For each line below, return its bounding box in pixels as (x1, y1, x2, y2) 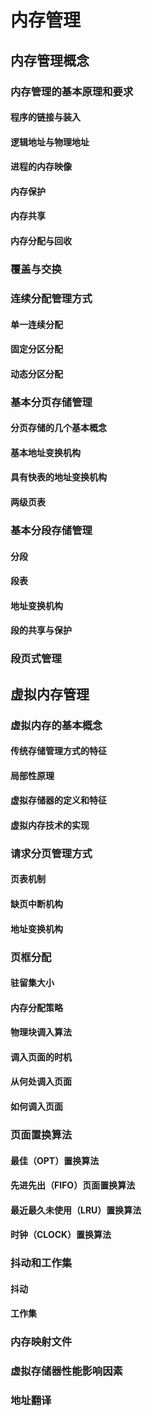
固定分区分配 (10, 343, 63, 355)
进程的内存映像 (10, 161, 72, 173)
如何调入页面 (10, 1101, 63, 1113)
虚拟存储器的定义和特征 (10, 794, 107, 806)
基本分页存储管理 (10, 395, 93, 409)
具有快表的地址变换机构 (10, 471, 107, 483)
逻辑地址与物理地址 (10, 136, 90, 148)
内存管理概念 (10, 52, 90, 69)
